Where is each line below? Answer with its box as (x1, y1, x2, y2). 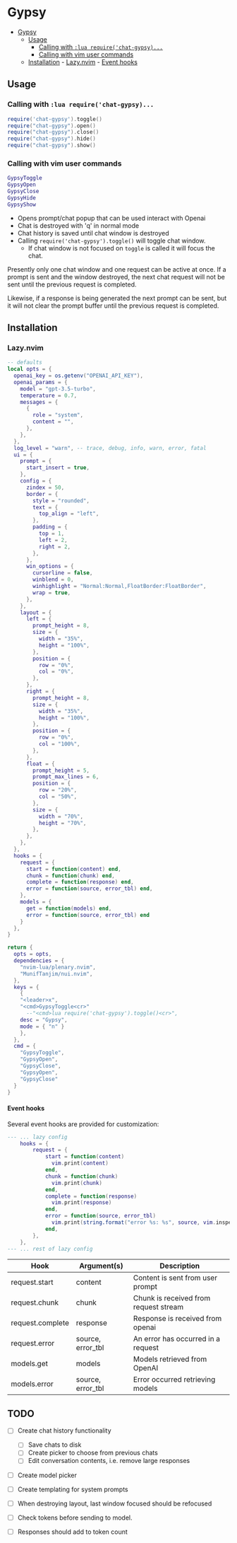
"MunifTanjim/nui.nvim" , (20, 970, 93, 977)
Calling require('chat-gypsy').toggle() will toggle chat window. (17, 236, 206, 245)
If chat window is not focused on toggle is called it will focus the (28, 243, 215, 252)
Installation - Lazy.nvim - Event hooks (28, 57, 138, 66)
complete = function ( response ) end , (25, 879, 134, 886)
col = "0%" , (38, 668, 74, 676)
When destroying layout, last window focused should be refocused (17, 1499, 212, 1508)
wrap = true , (32, 589, 71, 596)
